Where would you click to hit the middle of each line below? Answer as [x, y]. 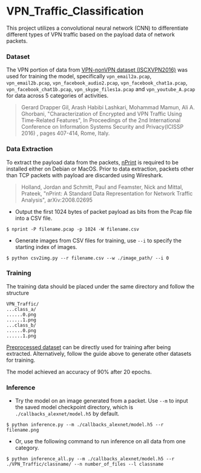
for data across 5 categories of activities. [58, 96]
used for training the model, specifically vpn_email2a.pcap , [79, 77]
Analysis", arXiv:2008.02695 [57, 200]
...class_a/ [21, 309]
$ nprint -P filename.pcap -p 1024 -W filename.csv [73, 229]
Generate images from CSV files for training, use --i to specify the [98, 240]
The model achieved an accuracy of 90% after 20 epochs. [79, 372]
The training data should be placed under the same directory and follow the [100, 286]
